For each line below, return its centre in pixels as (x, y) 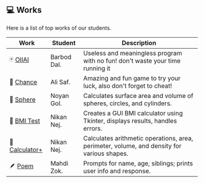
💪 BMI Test (25, 120)
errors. (93, 128)
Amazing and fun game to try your (132, 78)
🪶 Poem (22, 166)
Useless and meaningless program (132, 53)
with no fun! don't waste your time (132, 61)
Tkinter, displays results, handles (130, 120)
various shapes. (106, 153)
